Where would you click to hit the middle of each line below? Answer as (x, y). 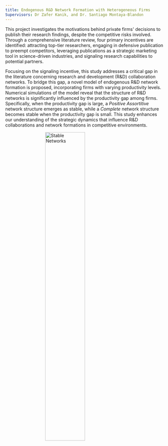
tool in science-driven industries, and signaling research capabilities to (79, 56)
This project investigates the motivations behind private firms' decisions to (83, 29)
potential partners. (25, 61)
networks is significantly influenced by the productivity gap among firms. (81, 98)
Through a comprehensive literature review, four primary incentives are (79, 40)
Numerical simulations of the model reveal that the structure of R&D (76, 93)
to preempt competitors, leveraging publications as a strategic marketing (81, 51)
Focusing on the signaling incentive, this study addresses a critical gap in (81, 71)
